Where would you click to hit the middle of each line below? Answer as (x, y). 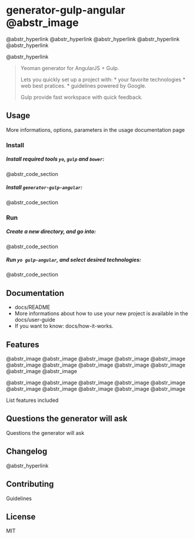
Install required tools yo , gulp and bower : (55, 159)
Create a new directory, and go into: (51, 232)
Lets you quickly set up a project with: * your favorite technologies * (103, 79)
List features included (32, 400)
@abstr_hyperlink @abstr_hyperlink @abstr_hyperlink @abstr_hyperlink (93, 39)
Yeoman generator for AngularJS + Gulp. (70, 68)
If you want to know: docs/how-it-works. (64, 326)
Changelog (27, 452)
